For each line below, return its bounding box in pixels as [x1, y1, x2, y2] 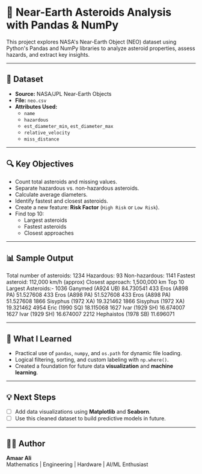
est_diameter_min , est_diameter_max [23, 122, 114, 129]
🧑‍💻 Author [6, 438, 46, 449]
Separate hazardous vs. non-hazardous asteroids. [14, 184, 139, 192]
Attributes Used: [14, 103, 58, 110]
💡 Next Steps [6, 392, 56, 402]
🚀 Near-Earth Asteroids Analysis [6, 5, 172, 19]
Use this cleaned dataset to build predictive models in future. [14, 415, 167, 422]
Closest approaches [23, 229, 74, 236]
